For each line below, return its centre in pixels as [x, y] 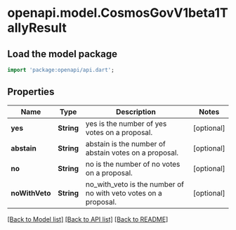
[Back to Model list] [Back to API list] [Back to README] [88, 219]
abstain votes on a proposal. [132, 153]
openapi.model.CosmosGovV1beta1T [118, 13]
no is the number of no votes [133, 164]
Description [136, 112]
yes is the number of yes [126, 123]
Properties [31, 92]
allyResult [37, 28]
